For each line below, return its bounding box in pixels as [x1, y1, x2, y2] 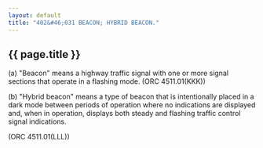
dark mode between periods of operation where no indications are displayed [8, 100, 256, 110]
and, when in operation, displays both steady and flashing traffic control [8, 109, 241, 118]
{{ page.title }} [8, 48, 81, 61]
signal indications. [8, 117, 67, 126]
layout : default [8, 11, 61, 20]
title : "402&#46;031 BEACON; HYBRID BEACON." [8, 19, 159, 27]
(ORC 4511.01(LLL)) [8, 132, 70, 142]
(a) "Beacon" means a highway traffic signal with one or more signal [8, 68, 229, 78]
